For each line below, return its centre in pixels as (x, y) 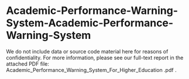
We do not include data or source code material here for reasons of (87, 51)
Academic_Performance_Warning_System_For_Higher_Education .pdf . (91, 70)
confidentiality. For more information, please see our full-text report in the (95, 58)
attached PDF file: (28, 64)
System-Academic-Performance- (90, 23)
